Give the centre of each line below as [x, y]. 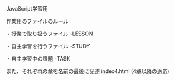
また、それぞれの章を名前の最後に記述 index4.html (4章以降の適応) [88, 71]
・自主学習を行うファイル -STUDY [48, 46]
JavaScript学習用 [27, 9]
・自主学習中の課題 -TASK [38, 59]
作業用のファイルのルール [37, 21]
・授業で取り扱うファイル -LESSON [50, 34]
